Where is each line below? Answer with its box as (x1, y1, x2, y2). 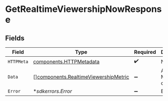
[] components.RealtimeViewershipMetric (33, 74, 129, 80)
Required (134, 49, 156, 55)
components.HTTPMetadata (33, 58, 100, 65)
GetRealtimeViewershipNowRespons (5, 3, 162, 15)
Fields (5, 34, 25, 42)
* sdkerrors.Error (33, 88, 72, 95)
